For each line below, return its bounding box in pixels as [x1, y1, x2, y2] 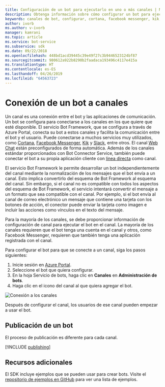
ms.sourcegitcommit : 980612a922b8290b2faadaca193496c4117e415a [5, 58, 137, 63]
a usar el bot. [5, 307, 32, 313]
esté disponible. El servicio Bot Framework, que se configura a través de [5, 124, 152, 130]
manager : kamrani [5, 30, 41, 35]
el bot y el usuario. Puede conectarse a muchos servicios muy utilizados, [5, 134, 153, 141]
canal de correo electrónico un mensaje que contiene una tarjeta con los [5, 196, 152, 202]
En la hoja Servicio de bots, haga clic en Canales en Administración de [12, 272, 157, 278]
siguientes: [5, 252, 27, 258]
